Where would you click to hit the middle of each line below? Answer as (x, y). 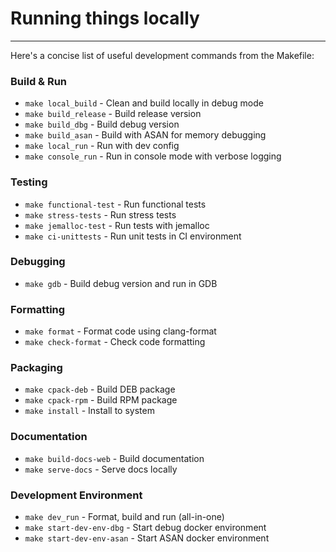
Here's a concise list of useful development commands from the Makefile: (162, 55)
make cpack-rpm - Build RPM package (101, 400)
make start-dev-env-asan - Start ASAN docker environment (147, 538)
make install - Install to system (89, 411)
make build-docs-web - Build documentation (114, 458)
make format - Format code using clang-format (120, 331)
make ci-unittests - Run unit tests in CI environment (133, 236)
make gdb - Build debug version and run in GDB (121, 283)
